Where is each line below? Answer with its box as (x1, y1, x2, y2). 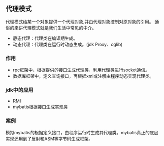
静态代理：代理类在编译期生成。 (12, 35, 78, 41)
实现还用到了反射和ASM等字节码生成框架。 (5, 136, 93, 142)
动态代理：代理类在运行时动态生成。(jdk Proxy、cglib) (12, 41, 123, 47)
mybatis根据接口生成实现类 (12, 104, 68, 110)
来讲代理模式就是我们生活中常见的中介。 (14, 25, 97, 30)
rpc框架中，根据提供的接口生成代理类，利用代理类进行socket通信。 (12, 67, 150, 73)
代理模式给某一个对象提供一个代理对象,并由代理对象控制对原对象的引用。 (5, 19, 154, 25)
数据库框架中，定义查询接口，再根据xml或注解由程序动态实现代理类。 (12, 73, 154, 79)
